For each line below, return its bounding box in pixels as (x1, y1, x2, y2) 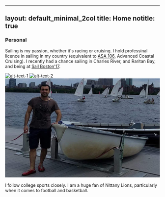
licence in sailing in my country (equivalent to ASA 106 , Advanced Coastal (5, 53, 155, 59)
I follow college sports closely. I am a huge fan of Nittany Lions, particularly (5, 182, 157, 188)
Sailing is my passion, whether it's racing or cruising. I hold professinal (5, 47, 148, 54)
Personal (5, 37, 27, 44)
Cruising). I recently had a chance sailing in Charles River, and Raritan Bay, (5, 58, 156, 64)
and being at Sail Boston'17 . (5, 63, 60, 69)
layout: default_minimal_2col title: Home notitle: (5, 14, 155, 22)
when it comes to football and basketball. (5, 187, 88, 193)
